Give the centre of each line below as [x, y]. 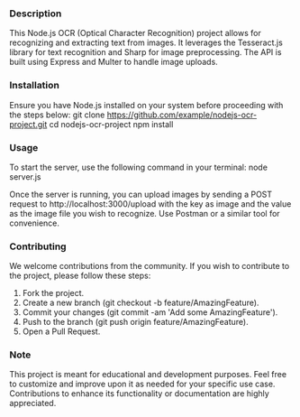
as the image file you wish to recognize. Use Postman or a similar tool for [145, 213]
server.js [26, 176]
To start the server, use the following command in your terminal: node [139, 167]
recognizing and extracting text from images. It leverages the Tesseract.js [146, 42]
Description [36, 14]
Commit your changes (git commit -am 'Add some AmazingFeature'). [150, 312]
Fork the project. [53, 293]
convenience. [35, 223]
